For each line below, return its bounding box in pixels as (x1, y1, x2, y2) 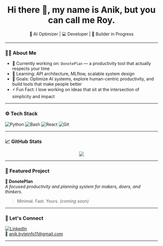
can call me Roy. (48, 15, 115, 26)
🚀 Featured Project (5, 167, 50, 174)
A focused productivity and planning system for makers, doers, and (5, 184, 141, 190)
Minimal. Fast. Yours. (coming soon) (16, 198, 89, 204)
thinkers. (5, 189, 23, 195)
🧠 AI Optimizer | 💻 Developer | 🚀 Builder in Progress (29, 31, 134, 37)
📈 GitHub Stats (5, 138, 42, 145)
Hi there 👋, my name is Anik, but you (7, 4, 156, 16)
